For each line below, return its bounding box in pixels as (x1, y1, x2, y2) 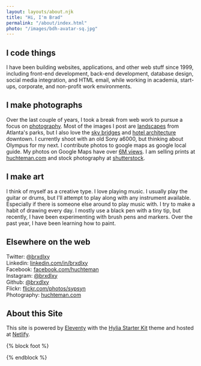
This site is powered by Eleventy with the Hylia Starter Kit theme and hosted (6, 325, 194, 332)
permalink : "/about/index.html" (6, 20, 87, 26)
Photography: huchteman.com (6, 291, 82, 298)
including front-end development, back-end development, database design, (6, 70, 194, 77)
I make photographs (6, 100, 83, 110)
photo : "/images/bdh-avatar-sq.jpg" (6, 25, 98, 32)
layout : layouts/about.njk (6, 8, 74, 15)
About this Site (6, 308, 63, 319)
